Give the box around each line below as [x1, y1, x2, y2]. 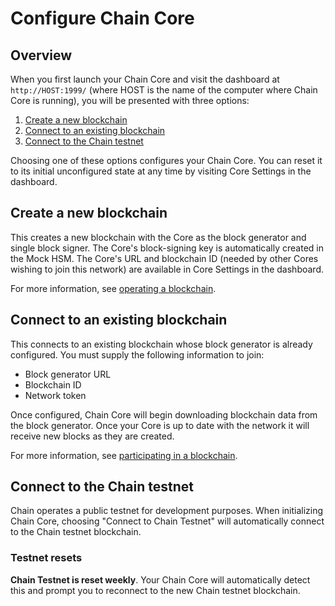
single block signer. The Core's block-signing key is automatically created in [10, 242, 324, 254]
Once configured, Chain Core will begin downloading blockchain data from [10, 408, 318, 421]
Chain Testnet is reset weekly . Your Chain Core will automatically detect [10, 573, 311, 586]
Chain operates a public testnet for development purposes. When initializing [10, 505, 324, 517]
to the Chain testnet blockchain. [10, 526, 142, 538]
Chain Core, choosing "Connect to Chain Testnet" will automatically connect [10, 515, 325, 527]
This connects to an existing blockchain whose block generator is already [10, 338, 313, 350]
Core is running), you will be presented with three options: [10, 95, 250, 106]
